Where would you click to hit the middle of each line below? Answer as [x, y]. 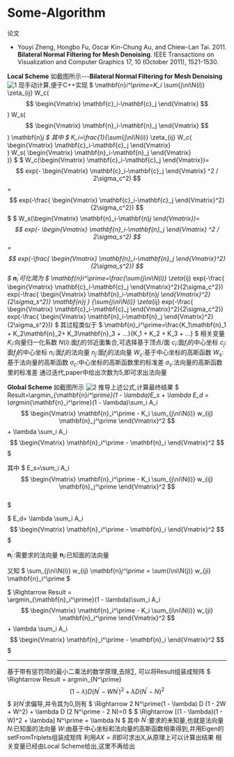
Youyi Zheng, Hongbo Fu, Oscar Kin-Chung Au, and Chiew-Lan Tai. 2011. [122, 47]
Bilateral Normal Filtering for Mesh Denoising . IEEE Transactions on [116, 54]
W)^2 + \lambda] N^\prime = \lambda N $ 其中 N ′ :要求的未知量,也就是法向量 [116, 719]
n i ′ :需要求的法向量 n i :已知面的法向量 [58, 555]
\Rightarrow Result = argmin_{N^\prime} [64, 680]
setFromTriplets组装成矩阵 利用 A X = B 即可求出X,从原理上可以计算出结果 [111, 737]
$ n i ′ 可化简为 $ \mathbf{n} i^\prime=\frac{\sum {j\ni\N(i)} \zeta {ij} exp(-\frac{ [116, 278]
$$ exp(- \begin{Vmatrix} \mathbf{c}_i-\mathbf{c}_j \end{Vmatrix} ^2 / [117, 171]
